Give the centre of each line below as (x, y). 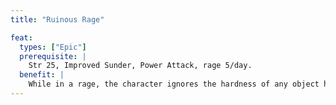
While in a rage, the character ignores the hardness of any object (174, 84)
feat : (21, 37)
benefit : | (42, 75)
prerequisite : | (53, 56)
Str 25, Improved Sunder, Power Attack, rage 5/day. (140, 66)
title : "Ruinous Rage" (57, 19)
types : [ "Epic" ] (53, 47)
